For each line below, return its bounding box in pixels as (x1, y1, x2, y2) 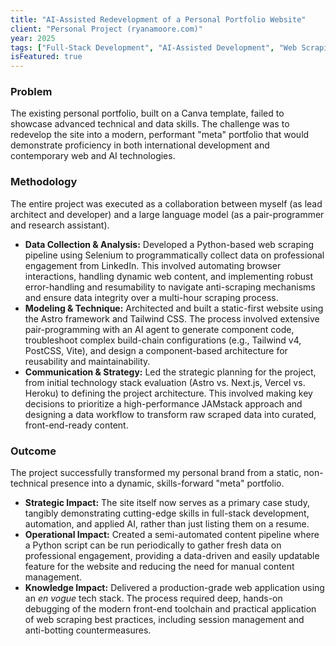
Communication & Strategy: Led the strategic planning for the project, (24, 366, 317, 378)
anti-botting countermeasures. (24, 624, 152, 636)
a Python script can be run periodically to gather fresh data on (24, 539, 282, 551)
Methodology (10, 175, 78, 189)
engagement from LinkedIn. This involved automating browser (24, 259, 282, 271)
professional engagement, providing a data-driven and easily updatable (24, 550, 320, 562)
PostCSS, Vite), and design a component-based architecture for (24, 344, 288, 356)
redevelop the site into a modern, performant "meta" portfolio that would (10, 129, 310, 141)
